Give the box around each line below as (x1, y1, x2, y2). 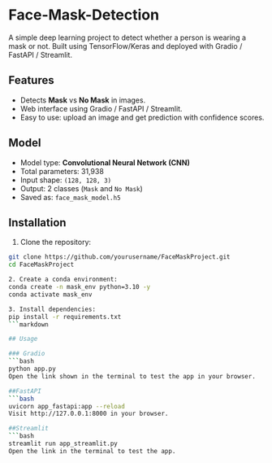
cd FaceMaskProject (8, 260, 75, 269)
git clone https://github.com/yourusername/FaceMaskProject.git (8, 253, 231, 261)
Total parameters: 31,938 (19, 166, 104, 176)
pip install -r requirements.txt (8, 312, 122, 321)
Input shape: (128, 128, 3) (19, 175, 112, 185)
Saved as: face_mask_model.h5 (19, 192, 121, 202)
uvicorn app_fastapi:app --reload (8, 402, 126, 410)
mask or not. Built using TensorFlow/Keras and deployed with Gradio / (8, 41, 243, 50)
